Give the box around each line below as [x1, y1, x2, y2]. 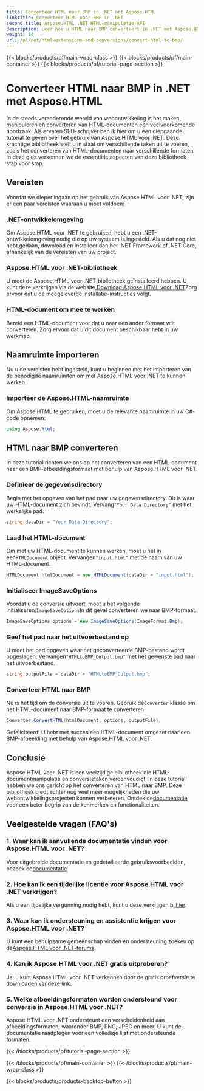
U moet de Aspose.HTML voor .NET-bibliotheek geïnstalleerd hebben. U [6, 277, 187, 284]
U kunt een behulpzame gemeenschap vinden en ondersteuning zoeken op [6, 938, 195, 945]
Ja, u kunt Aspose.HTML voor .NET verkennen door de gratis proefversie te [6, 973, 195, 980]
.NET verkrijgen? [6, 887, 58, 896]
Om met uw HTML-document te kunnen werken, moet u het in [6, 547, 161, 554]
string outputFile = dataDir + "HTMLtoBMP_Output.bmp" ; [6, 671, 151, 678]
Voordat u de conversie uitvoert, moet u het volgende [6, 600, 140, 608]
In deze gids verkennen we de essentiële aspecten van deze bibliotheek [6, 153, 187, 160]
